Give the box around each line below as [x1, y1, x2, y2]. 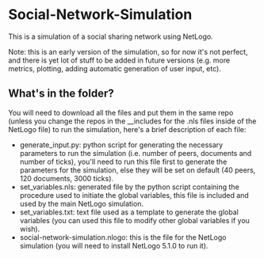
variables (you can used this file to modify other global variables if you [19, 215, 250, 225]
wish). [19, 224, 40, 233]
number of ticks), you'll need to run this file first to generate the [19, 157, 228, 166]
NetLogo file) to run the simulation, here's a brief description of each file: [8, 124, 247, 134]
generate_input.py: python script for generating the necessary [19, 140, 224, 150]
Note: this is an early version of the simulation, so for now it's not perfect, [8, 47, 248, 56]
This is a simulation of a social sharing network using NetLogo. [8, 32, 213, 41]
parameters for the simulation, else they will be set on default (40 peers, [19, 165, 256, 175]
